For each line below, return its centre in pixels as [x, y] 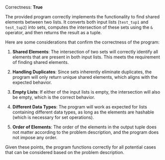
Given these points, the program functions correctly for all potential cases [81, 147]
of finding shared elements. [41, 62]
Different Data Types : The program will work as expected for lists [80, 107]
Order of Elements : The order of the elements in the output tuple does [84, 127]
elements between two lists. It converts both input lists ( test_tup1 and [77, 22]
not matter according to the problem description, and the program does [85, 132]
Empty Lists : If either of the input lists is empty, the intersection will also [86, 92]
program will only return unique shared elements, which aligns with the [85, 77]
